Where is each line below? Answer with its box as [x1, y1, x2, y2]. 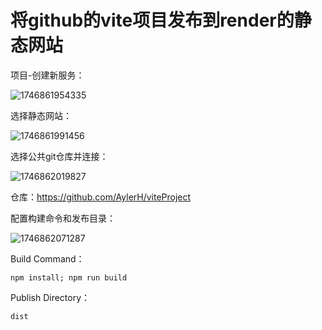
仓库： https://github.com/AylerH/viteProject [10, 191, 192, 203]
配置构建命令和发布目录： [10, 212, 116, 224]
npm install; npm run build [10, 272, 128, 283]
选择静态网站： [10, 109, 72, 121]
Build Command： [10, 252, 85, 265]
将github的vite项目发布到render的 [10, 9, 295, 32]
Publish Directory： [10, 291, 91, 303]
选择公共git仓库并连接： [10, 150, 109, 162]
